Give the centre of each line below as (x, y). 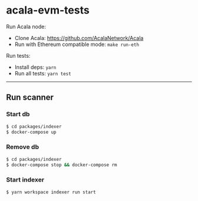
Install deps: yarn (35, 67)
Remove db (23, 147)
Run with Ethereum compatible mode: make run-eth (77, 44)
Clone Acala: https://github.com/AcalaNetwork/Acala (79, 38)
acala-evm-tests (48, 10)
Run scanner (30, 98)
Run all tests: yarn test (43, 73)
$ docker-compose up (32, 132)
